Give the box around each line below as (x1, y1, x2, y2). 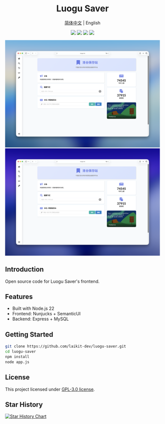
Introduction (5, 265, 44, 273)
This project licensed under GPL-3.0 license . (5, 386, 95, 392)
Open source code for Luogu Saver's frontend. (5, 278, 100, 284)
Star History (5, 400, 43, 409)
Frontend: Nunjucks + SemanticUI (12, 311, 81, 317)
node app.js (5, 360, 29, 364)
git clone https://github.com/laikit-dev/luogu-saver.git (5, 344, 126, 349)
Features (5, 293, 33, 301)
